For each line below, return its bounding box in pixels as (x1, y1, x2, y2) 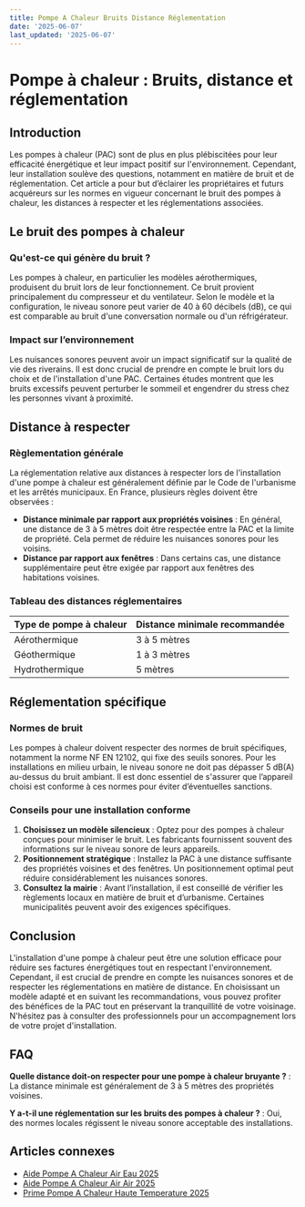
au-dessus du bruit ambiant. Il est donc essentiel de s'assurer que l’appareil (9, 772, 293, 783)
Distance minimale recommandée (136, 619, 285, 631)
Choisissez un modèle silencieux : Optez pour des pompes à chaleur (22, 824, 285, 835)
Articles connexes (9, 1144, 116, 1160)
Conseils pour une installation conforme (9, 803, 191, 816)
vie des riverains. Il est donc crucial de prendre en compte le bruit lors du (9, 363, 284, 374)
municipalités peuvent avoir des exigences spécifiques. (22, 902, 231, 913)
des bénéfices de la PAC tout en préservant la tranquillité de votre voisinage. (9, 1001, 297, 1012)
